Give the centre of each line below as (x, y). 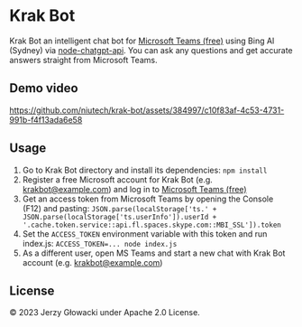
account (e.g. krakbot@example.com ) (92, 262)
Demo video (44, 88)
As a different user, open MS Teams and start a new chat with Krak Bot (154, 253)
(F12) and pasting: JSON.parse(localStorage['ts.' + (119, 208)
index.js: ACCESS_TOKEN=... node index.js (100, 243)
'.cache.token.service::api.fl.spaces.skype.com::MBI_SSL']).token (151, 225)
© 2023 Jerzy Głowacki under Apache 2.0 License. (105, 313)
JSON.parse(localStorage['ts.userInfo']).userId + (119, 217)
